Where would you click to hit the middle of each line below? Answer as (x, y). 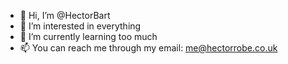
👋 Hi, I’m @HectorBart (65, 15)
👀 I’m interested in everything (80, 26)
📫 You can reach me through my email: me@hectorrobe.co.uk (148, 48)
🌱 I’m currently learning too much (88, 36)
